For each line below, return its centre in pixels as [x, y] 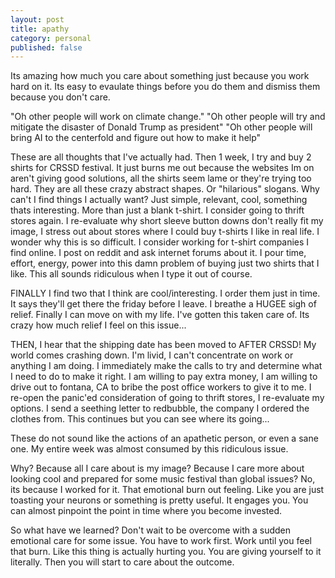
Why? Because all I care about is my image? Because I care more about [157, 468]
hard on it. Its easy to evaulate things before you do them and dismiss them [165, 87]
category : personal [51, 38]
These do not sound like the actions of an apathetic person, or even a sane [164, 438]
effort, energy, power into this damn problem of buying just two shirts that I [165, 263]
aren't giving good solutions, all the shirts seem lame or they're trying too [161, 178]
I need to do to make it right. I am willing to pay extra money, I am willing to [164, 377]
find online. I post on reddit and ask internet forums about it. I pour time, [158, 253]
